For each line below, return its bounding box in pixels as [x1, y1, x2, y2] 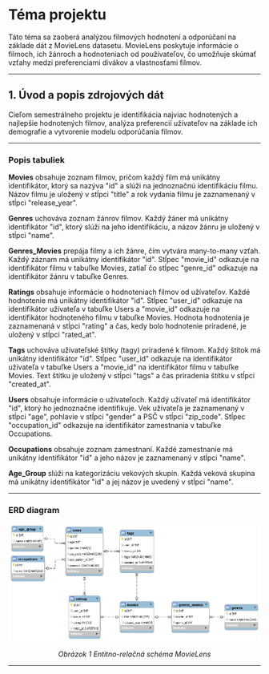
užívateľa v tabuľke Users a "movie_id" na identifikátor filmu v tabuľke [8, 362, 239, 372]
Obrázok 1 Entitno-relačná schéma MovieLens [58, 649, 211, 659]
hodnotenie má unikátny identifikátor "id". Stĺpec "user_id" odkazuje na [8, 296, 243, 305]
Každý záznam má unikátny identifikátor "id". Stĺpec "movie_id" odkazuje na [8, 255, 259, 264]
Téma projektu [8, 6, 106, 24]
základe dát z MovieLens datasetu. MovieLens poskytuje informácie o [8, 40, 239, 50]
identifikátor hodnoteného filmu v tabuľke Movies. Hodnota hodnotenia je [8, 313, 250, 322]
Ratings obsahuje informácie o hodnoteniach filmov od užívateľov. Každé [8, 287, 251, 297]
